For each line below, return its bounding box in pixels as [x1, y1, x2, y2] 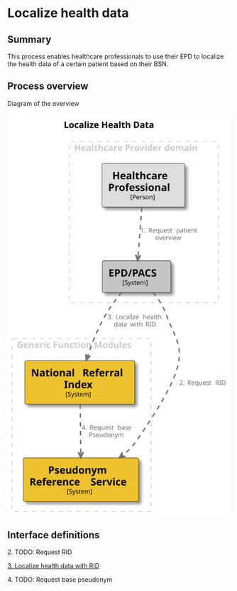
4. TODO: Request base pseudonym [7, 575, 113, 584]
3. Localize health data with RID [7, 562, 100, 570]
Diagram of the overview [7, 99, 79, 107]
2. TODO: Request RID [7, 548, 72, 556]
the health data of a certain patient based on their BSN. [7, 60, 169, 68]
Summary [7, 33, 52, 46]
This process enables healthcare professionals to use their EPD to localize [7, 52, 224, 60]
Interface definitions [7, 529, 100, 541]
